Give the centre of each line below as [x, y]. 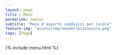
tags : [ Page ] [19, 33]
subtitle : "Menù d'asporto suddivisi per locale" [59, 24]
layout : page [19, 10]
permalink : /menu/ [24, 19]
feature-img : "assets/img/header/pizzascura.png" [59, 29]
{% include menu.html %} [32, 48]
